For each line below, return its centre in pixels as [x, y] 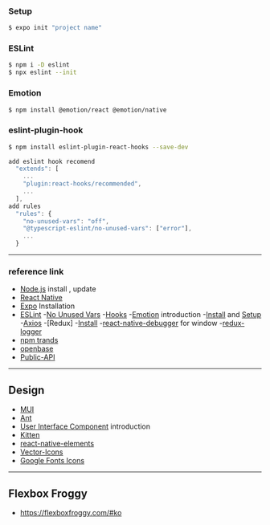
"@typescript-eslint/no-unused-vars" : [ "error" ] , [108, 229]
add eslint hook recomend [51, 161]
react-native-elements [57, 444]
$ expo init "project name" [55, 28]
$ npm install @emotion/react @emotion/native [88, 110]
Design [27, 390]
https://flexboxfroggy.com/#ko [71, 512]
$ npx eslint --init [43, 73]
